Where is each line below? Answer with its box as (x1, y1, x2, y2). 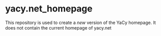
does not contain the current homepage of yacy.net (5, 24, 112, 30)
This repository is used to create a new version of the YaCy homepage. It (5, 19, 156, 25)
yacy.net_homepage (5, 3, 93, 14)
